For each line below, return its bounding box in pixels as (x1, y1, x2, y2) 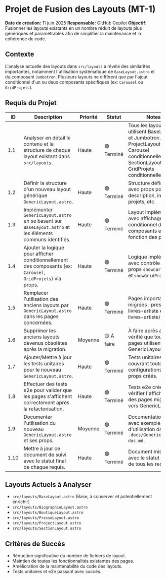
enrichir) (12, 499, 30, 505)
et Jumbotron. (128, 134, 161, 141)
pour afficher (23, 250, 54, 257)
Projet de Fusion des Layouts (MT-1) (5, 3, 156, 15)
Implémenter (23, 206, 53, 213)
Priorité (80, 113, 98, 120)
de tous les (128, 460, 154, 467)
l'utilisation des (23, 295, 58, 302)
